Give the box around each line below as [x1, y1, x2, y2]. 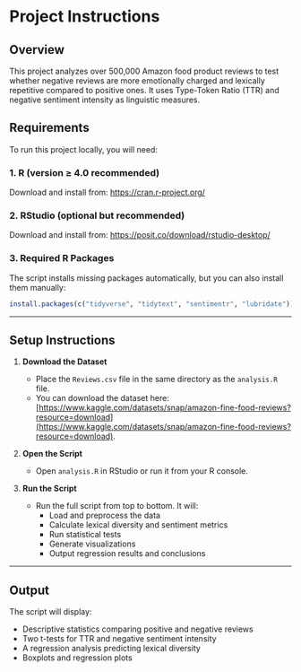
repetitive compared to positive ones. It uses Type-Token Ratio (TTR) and [9, 85, 279, 95]
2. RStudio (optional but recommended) [9, 209, 185, 222]
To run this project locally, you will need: [9, 144, 159, 154]
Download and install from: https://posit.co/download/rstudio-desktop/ [9, 230, 271, 240]
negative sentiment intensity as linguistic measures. [9, 94, 201, 105]
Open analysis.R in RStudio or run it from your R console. [35, 466, 249, 476]
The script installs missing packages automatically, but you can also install [9, 272, 284, 284]
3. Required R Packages [9, 252, 115, 265]
